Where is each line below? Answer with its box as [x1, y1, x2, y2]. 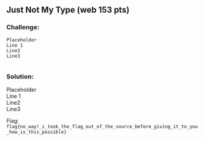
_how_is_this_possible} [6, 129, 67, 135]
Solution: [6, 72, 34, 81]
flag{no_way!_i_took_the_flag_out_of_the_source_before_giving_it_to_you [6, 123, 199, 129]
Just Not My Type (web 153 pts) [6, 5, 130, 15]
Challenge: [6, 23, 40, 32]
